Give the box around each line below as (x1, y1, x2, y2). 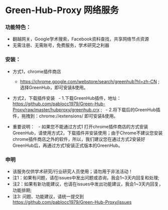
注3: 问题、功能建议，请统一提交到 (12, 193, 84, 199)
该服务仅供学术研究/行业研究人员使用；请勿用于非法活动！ (12, 168, 133, 174)
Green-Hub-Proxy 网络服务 (5, 5, 119, 16)
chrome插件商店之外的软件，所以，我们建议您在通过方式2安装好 (12, 136, 145, 142)
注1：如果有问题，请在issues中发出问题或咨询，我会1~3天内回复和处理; (12, 175, 159, 181)
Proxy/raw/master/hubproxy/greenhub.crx (12, 106, 100, 113)
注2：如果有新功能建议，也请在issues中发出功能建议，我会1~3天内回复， (12, 181, 163, 187)
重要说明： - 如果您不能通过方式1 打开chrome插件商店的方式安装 (12, 123, 148, 129)
